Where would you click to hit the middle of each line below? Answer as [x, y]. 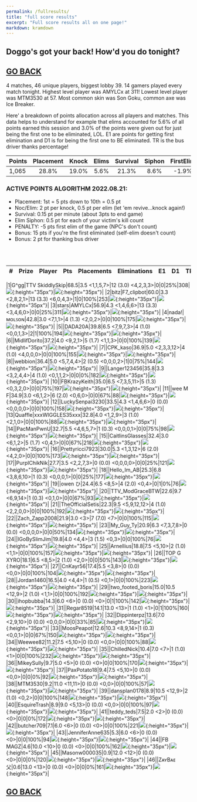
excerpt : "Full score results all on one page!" [67, 22]
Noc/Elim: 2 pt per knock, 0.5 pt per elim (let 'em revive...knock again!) [100, 208]
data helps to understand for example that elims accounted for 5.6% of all [95, 122]
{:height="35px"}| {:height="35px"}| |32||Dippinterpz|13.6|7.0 [89, 615]
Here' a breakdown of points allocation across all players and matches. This [98, 115]
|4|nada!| [173, 312]
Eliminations [135, 271]
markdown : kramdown [30, 28]
